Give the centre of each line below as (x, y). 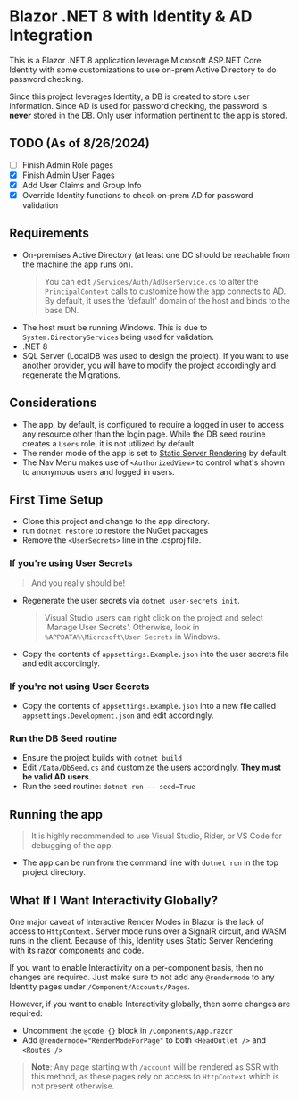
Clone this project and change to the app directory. (116, 521)
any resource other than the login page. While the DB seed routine (144, 434)
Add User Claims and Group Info (82, 185)
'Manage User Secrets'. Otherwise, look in (122, 627)
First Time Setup (56, 500)
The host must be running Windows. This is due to (115, 327)
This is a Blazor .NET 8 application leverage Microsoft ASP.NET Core (135, 60)
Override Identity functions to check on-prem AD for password (137, 195)
